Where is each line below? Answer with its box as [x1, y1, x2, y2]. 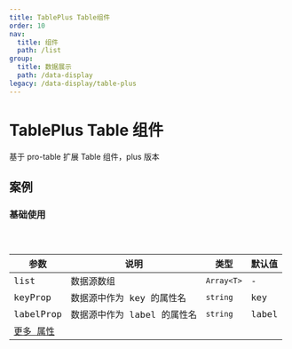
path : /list [17, 46, 62, 55]
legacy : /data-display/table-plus [9, 79, 138, 88]
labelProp [13, 308, 62, 320]
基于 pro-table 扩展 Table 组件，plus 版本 [9, 151, 160, 162]
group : [9, 54, 34, 63]
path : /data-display [17, 71, 93, 80]
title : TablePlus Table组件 [9, 12, 111, 22]
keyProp [13, 291, 51, 303]
